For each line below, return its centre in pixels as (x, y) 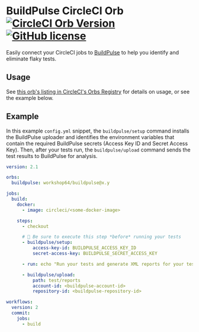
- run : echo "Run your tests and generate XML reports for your (103, 264)
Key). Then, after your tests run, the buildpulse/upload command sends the (98, 150)
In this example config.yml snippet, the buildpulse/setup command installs (98, 131)
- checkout (35, 226)
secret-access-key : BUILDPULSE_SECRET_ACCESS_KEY (95, 254)
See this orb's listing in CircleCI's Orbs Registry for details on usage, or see (98, 91)
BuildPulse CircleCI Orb (65, 11)
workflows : (20, 302)
